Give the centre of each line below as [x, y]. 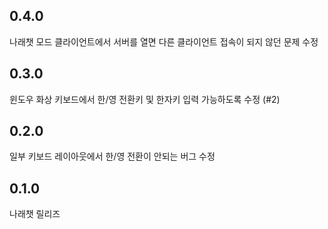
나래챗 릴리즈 [35, 214]
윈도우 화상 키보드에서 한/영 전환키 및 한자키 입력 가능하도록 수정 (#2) [145, 99]
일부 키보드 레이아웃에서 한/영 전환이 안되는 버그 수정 [112, 156]
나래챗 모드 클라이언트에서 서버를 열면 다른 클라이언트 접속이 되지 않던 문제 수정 [164, 41]
